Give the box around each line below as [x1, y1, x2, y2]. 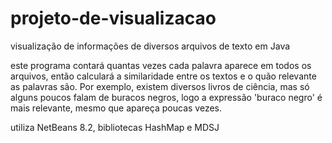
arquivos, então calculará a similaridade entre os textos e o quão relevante [10, 70, 317, 82]
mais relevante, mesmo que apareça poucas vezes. [10, 102, 222, 114]
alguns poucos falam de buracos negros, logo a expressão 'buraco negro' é [10, 91, 323, 103]
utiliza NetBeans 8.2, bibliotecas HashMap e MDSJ [10, 121, 220, 133]
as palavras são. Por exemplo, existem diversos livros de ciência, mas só [10, 80, 310, 92]
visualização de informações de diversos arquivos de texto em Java [10, 40, 291, 52]
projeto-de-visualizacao [10, 7, 217, 30]
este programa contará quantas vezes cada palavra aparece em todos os [10, 59, 312, 71]
